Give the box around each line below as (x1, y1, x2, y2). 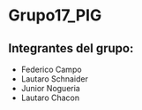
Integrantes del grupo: (8, 41, 134, 56)
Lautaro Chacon (20, 92, 80, 103)
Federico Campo (20, 64, 82, 75)
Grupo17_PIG (8, 5, 102, 26)
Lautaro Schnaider (20, 74, 89, 84)
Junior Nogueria (20, 83, 80, 93)
